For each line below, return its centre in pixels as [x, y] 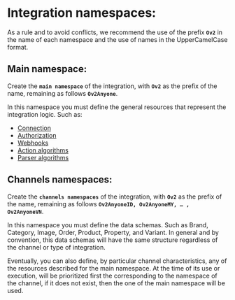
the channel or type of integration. [57, 247]
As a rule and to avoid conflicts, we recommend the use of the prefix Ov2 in [115, 32]
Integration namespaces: [81, 13]
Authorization [37, 135]
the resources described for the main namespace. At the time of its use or [114, 268]
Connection [34, 128]
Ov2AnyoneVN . [26, 211]
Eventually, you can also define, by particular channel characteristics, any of [117, 261]
